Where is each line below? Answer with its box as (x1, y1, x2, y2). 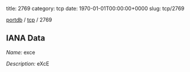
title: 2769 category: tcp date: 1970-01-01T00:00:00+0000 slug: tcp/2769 (6, 5, 185, 12)
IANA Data (6, 33, 45, 43)
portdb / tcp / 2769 (6, 16, 52, 23)
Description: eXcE (6, 60, 49, 67)
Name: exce (6, 49, 35, 56)
